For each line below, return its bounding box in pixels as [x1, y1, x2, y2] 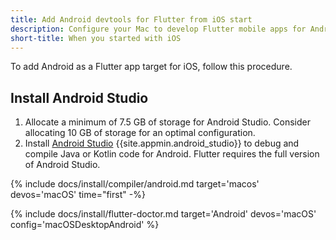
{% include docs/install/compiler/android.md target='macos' [10, 178, 260, 190]
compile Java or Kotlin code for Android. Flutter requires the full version [24, 148, 320, 160]
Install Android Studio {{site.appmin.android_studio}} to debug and [24, 137, 300, 150]
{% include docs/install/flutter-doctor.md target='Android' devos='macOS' [10, 208, 317, 220]
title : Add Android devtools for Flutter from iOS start [10, 14, 253, 25]
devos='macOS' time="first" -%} [10, 189, 146, 201]
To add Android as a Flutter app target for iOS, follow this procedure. [10, 61, 293, 73]
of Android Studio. [24, 159, 101, 171]
